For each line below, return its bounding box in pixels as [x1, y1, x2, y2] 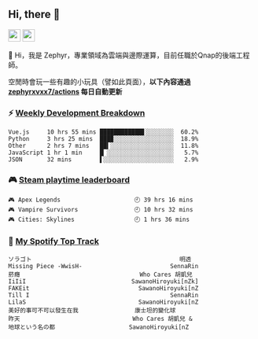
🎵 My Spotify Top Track [8, 236, 100, 247]
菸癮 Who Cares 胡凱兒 [8, 271, 193, 278]
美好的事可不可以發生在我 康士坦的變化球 [8, 306, 176, 315]
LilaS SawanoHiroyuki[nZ [8, 298, 199, 306]
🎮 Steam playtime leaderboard [8, 175, 130, 186]
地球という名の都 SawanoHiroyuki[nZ [8, 323, 190, 331]
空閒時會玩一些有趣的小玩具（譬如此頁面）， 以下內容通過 [8, 76, 191, 87]
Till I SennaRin [8, 291, 199, 299]
